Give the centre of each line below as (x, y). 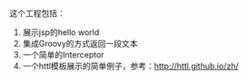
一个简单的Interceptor (63, 55)
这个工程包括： (37, 13)
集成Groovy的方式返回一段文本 (80, 44)
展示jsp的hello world (61, 32)
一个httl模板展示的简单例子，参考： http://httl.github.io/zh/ (130, 66)
